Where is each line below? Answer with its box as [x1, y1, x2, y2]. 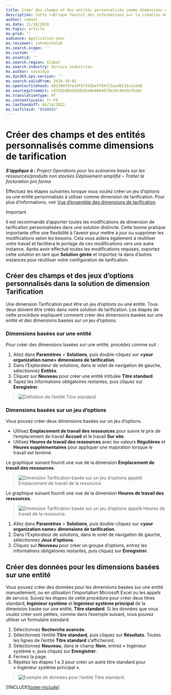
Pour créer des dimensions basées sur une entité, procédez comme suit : [6, 342, 159, 348]
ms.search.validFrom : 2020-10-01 [6, 79, 77, 84]
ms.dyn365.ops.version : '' [6, 74, 63, 79]
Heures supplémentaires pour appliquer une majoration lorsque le [13, 444, 153, 450]
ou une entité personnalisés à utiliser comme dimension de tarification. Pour [6, 193, 165, 199]
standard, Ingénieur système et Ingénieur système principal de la [6, 600, 146, 607]
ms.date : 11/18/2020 [6, 21, 50, 27]
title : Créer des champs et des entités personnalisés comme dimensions [6, 7, 163, 13]
